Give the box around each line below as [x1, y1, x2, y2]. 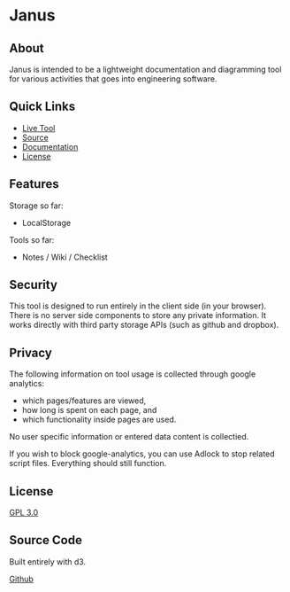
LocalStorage [21, 217, 72, 228]
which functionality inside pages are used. [21, 414, 177, 425]
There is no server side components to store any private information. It [9, 310, 267, 321]
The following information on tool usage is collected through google [9, 369, 256, 379]
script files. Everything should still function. [9, 458, 167, 469]
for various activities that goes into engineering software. [9, 74, 217, 84]
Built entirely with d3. [9, 556, 87, 567]
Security [9, 277, 57, 292]
